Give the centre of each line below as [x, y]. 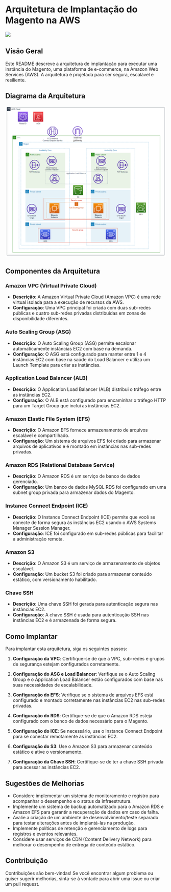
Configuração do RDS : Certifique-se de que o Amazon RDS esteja [82, 716]
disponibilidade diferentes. [41, 319]
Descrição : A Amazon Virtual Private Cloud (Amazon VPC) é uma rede [87, 297]
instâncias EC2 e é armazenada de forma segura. [65, 620]
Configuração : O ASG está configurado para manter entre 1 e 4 [79, 354]
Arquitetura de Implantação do [71, 9]
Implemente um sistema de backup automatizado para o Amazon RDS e [88, 806]
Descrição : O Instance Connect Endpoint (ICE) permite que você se [84, 517]
